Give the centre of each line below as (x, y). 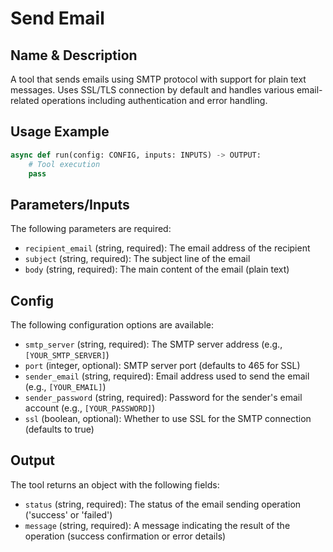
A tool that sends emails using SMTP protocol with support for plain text (158, 79)
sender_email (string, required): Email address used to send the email (167, 376)
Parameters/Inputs (70, 204)
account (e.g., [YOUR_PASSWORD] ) (90, 408)
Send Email (57, 18)
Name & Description (74, 55)
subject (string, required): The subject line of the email (137, 259)
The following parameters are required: (91, 229)
